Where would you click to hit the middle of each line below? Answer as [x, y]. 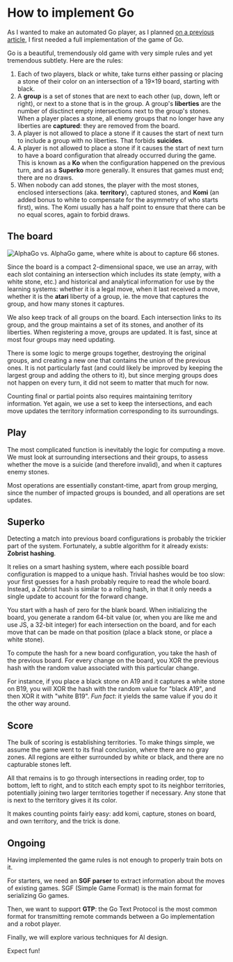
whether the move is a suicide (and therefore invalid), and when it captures [115, 464]
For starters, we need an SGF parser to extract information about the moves [116, 880]
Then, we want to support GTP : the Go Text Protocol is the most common [112, 909]
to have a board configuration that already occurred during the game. [117, 155]
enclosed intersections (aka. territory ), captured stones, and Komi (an [118, 192]
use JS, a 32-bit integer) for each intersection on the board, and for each [112, 625]
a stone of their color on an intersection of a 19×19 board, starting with [118, 81]
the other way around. [39, 704]
